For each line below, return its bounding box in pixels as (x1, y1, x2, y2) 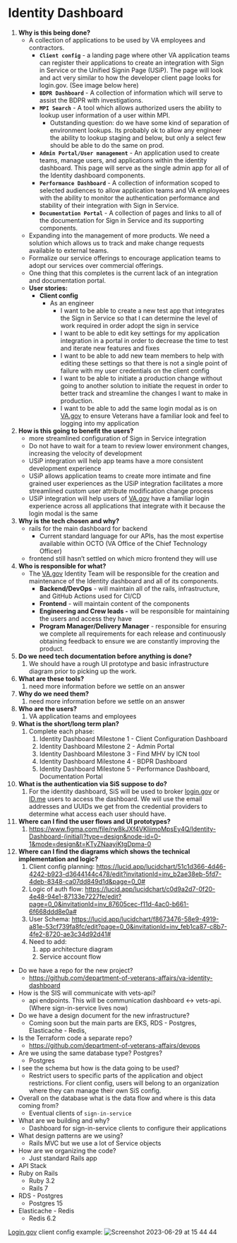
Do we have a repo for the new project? (18, 966, 133, 974)
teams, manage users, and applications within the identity (39, 156, 207, 164)
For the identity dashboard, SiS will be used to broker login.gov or (28, 787, 220, 795)
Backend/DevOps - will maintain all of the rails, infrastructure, (39, 584, 220, 593)
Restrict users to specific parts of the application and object (28, 1071, 203, 1080)
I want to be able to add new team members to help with (60, 351, 224, 360)
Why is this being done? (18, 28, 91, 37)
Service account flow (39, 952, 102, 961)
